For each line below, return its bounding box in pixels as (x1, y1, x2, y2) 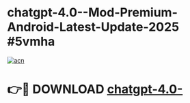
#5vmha (7, 34, 55, 49)
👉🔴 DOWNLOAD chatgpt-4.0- (7, 82, 183, 97)
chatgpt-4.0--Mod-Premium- (7, 5, 178, 20)
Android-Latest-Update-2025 (7, 19, 180, 35)
